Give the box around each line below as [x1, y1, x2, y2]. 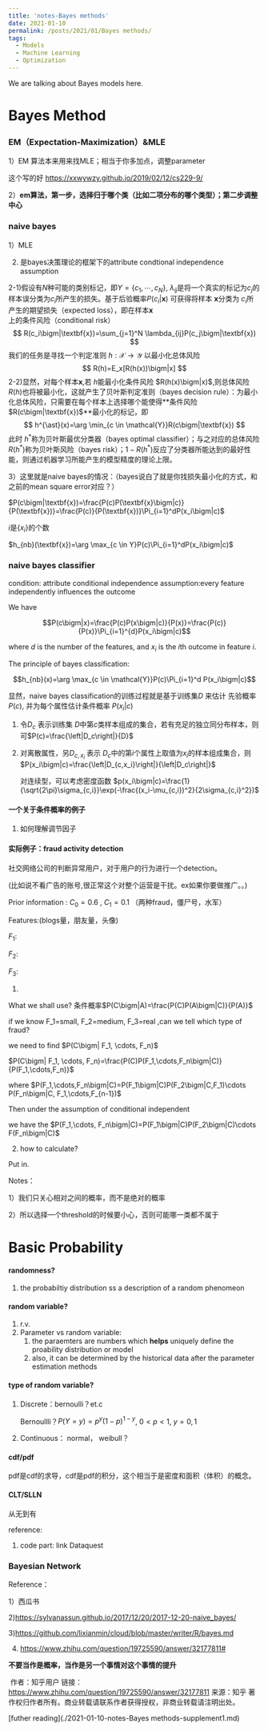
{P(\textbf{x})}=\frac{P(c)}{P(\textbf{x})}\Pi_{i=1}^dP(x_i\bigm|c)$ [8, 506, 226, 515]
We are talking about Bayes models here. [8, 78, 144, 88]
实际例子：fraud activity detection [8, 843, 124, 853]
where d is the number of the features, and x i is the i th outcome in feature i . [8, 642, 257, 653]
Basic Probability [8, 1238, 124, 1257]
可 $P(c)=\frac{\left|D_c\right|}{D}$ [19, 731, 134, 741]
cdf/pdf [8, 1452, 34, 1462]
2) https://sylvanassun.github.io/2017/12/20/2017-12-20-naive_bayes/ [8, 1612, 237, 1622]
